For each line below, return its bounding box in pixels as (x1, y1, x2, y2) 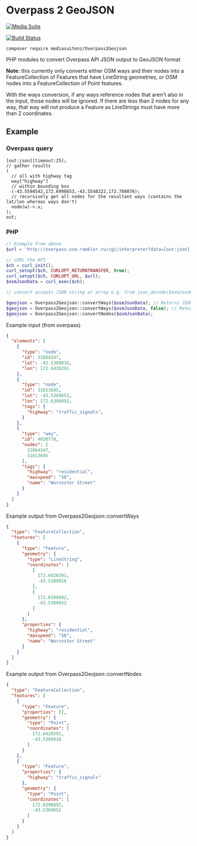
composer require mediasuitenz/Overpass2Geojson (6, 45, 127, 52)
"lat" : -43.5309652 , (21, 393, 72, 399)
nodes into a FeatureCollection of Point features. (6, 80, 123, 87)
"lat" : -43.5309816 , (21, 360, 72, 366)
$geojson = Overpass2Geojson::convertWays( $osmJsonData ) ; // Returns (6, 300, 180, 305)
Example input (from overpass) (6, 321, 81, 328)
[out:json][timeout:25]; (6, 158, 67, 164)
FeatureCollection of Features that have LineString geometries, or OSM (6, 73, 178, 80)
